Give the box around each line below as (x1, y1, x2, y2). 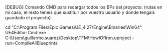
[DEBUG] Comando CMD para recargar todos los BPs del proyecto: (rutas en (5, 4, 163, 10)
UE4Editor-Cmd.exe (5, 30, 46, 35)
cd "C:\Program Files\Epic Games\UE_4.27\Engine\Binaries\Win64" (5, 24, 142, 30)
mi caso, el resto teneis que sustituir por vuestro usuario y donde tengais (5, 9, 155, 15)
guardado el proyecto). (5, 15, 52, 20)
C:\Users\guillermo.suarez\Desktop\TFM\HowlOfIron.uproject (5, 35, 131, 41)
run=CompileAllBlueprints (5, 40, 58, 46)
